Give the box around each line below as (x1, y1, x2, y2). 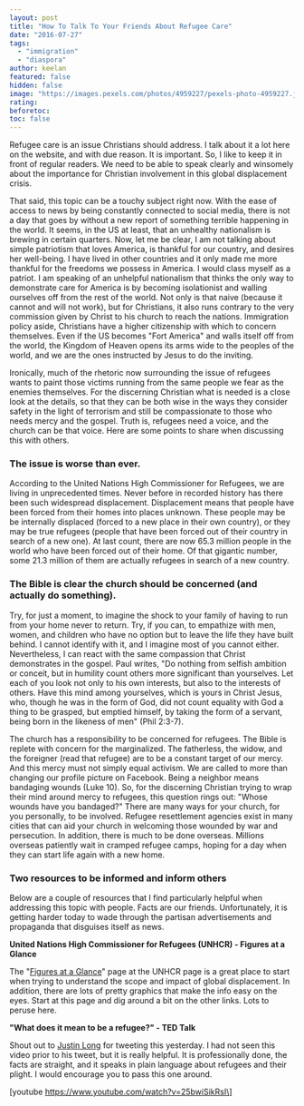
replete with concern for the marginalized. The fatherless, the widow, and (9, 743, 283, 754)
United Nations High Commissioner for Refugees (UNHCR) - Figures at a (9, 939, 285, 950)
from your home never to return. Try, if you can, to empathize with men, (9, 619, 276, 631)
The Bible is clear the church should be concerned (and (9, 578, 258, 591)
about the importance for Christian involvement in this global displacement (9, 169, 288, 180)
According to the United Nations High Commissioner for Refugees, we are (9, 478, 285, 489)
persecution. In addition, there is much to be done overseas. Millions (9, 829, 265, 840)
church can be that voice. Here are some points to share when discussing (9, 426, 284, 436)
